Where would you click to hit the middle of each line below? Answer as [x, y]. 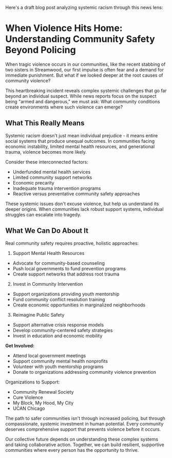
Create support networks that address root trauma [66, 274]
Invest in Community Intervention [48, 284]
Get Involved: [20, 345]
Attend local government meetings [49, 355]
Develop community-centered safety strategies [63, 330]
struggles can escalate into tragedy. [43, 214]
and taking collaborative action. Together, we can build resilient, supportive [85, 445]
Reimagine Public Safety [39, 315]
